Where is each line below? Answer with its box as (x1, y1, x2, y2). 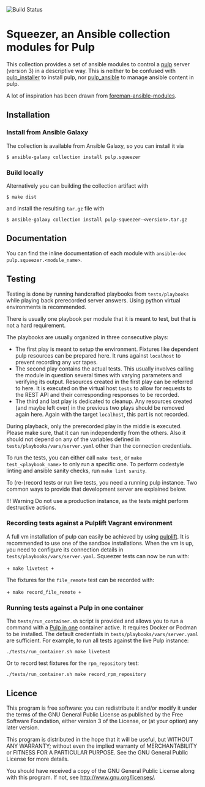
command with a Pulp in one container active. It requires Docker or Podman (6, 624, 197, 631)
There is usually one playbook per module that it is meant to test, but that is (6, 315, 196, 322)
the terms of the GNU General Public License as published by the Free (6, 710, 184, 718)
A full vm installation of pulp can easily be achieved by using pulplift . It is (6, 532, 190, 540)
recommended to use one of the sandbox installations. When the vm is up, (6, 539, 194, 547)
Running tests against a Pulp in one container (6, 603, 144, 612)
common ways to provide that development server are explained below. (6, 485, 187, 493)
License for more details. (6, 755, 69, 762)
